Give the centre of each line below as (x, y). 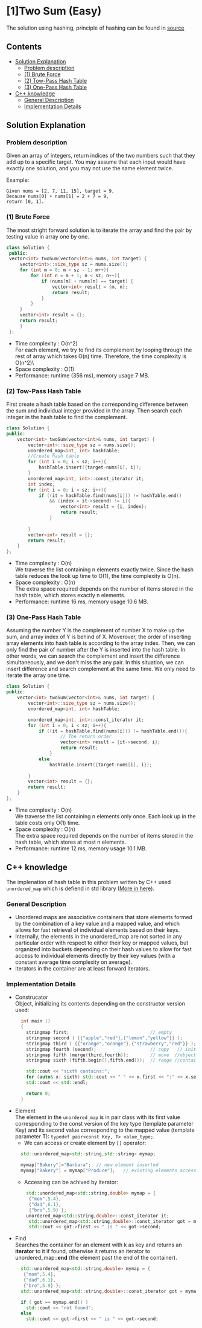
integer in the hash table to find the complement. (67, 417)
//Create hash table (54, 456)
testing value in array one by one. (48, 236)
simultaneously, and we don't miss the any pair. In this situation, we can (95, 662)
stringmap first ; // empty (99, 1033)
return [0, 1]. (25, 202)
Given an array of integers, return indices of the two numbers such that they (101, 156)
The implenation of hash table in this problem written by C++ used (89, 882)
